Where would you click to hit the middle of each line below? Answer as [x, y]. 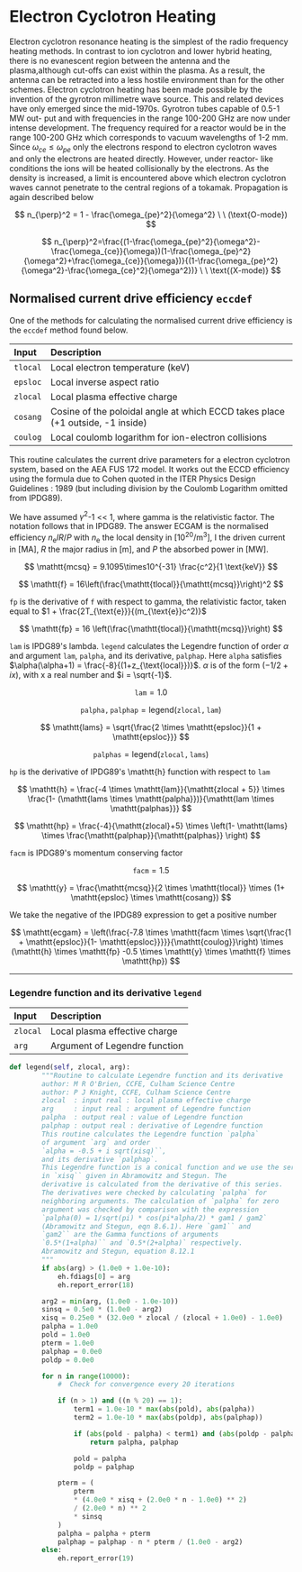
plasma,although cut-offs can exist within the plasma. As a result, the [137, 70]
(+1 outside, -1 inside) [99, 423]
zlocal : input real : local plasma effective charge [147, 1101]
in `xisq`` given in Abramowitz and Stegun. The [134, 1176]
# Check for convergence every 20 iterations [146, 1385]
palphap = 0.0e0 [72, 1351]
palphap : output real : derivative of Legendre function [152, 1126]
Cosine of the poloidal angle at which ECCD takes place [168, 411]
